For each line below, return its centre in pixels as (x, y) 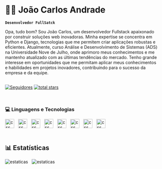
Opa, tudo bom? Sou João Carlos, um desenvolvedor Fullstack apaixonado (80, 31)
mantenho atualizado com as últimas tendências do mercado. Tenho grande (81, 57)
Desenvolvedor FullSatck (30, 23)
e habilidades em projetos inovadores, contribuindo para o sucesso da (75, 68)
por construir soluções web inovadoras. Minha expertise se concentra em (79, 37)
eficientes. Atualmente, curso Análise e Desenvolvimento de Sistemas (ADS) (81, 47)
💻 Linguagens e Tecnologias (40, 109)
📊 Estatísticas (27, 148)
